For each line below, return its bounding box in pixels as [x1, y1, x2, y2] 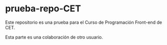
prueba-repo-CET [5, 3, 81, 14]
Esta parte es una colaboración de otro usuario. [5, 34, 103, 40]
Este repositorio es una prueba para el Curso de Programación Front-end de [5, 19, 162, 25]
